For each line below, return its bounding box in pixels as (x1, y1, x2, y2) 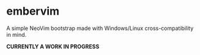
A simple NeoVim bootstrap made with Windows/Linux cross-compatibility (6, 24, 194, 32)
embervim (6, 4, 60, 18)
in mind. (6, 31, 27, 38)
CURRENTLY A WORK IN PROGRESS (6, 43, 100, 50)
